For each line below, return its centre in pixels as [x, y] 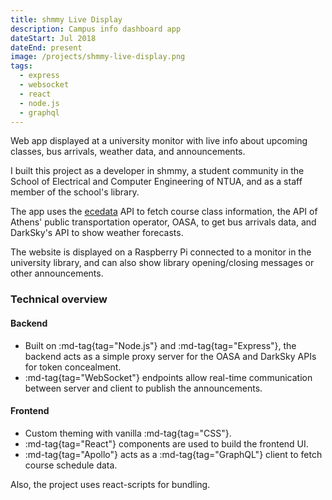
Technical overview [59, 299]
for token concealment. [73, 367]
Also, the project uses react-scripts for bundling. [110, 484]
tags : [21, 66]
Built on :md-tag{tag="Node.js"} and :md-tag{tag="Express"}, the [160, 345]
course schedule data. [71, 465]
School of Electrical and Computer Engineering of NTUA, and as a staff [156, 182]
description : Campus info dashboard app [96, 29]
